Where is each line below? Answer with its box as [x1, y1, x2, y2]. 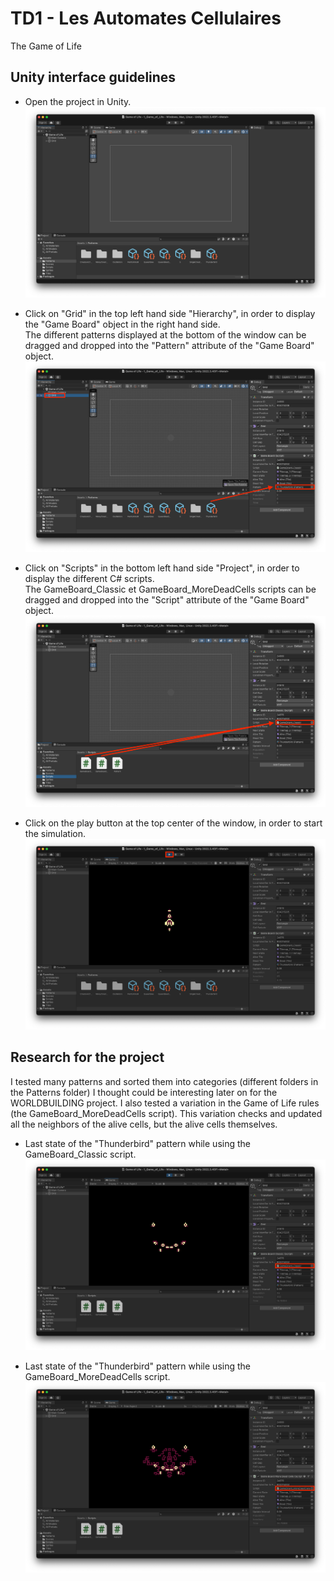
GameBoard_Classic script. [24, 1148, 137, 1160]
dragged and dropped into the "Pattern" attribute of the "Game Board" [24, 340, 315, 352]
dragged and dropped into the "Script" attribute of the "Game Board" [24, 594, 310, 606]
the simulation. [24, 827, 86, 839]
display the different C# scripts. [24, 573, 155, 585]
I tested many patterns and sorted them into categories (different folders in [10, 1075, 319, 1087]
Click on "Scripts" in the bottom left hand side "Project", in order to [24, 562, 300, 574]
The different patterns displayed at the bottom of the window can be [24, 329, 307, 341]
